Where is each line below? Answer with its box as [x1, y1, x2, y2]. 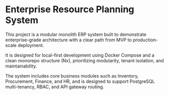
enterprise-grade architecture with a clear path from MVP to [5, 37, 132, 43]
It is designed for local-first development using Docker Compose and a [5, 52, 155, 58]
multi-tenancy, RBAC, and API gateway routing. [5, 83, 105, 90]
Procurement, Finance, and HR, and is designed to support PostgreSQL [5, 78, 155, 84]
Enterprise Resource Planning [5, 4, 134, 15]
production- [132, 37, 158, 43]
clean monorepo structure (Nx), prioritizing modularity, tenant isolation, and [5, 57, 164, 63]
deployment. [17, 42, 44, 48]
